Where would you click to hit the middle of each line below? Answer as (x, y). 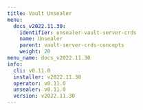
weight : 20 (35, 52)
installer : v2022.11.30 (47, 77)
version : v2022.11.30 (44, 96)
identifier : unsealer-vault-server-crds (78, 32)
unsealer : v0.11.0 (40, 90)
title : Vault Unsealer (40, 13)
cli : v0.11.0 (32, 70)
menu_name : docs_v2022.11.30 (49, 58)
